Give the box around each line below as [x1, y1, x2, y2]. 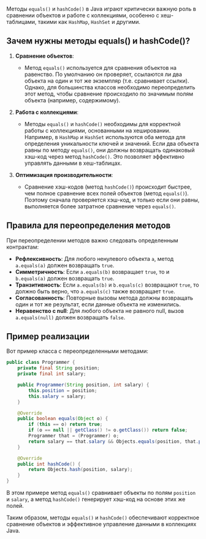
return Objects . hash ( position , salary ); [28, 467, 133, 473]
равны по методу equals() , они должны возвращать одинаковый [24, 146, 195, 154]
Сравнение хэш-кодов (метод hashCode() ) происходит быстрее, [24, 183, 192, 190]
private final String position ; [17, 365, 100, 371]
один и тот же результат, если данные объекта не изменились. [15, 300, 181, 308]
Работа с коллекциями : [15, 108, 78, 116]
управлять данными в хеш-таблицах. [24, 159, 122, 167]
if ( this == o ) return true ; [28, 421, 103, 428]
